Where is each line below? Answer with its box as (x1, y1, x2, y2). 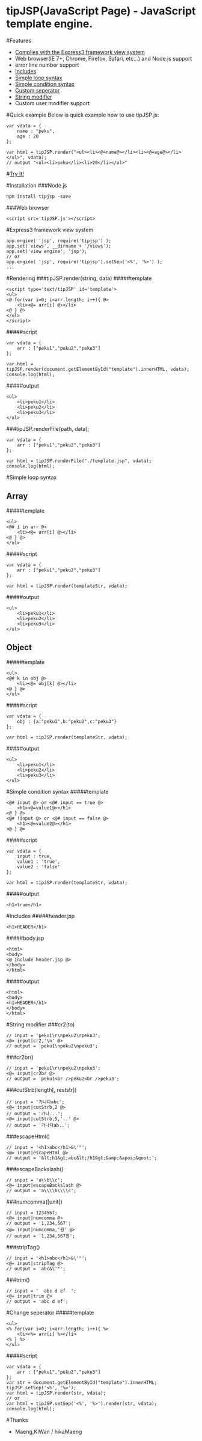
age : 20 (17, 133, 39, 139)
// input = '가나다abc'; (6, 1098, 65, 1105)
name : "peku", (17, 128, 55, 134)
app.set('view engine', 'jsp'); (6, 248, 87, 254)
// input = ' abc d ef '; (6, 1288, 77, 1294)
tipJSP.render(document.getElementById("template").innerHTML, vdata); (6, 366, 189, 372)
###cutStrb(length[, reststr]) (6, 1086, 77, 1093)
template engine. (6, 17, 93, 31)
